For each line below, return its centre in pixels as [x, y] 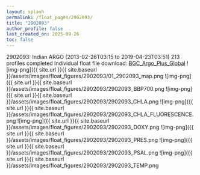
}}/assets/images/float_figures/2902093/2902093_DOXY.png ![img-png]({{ [100, 127]
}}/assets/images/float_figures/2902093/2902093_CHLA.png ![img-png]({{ [100, 102]
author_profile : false [35, 29]
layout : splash [25, 12]
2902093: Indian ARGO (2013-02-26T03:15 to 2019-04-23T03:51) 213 [93, 57]
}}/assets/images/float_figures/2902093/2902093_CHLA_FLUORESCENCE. [100, 114]
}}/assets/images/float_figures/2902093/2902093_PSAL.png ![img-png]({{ [99, 153]
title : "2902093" [28, 23]
